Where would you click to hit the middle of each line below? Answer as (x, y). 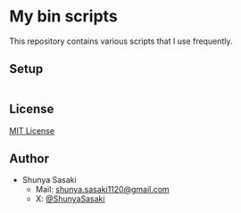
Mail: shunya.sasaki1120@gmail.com (102, 190)
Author (29, 158)
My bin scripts (63, 16)
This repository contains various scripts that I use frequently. (121, 41)
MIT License (32, 130)
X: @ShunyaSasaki (70, 199)
